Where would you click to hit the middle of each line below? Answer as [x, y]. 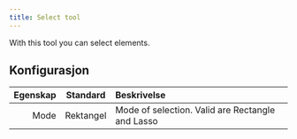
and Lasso [136, 121]
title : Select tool [45, 17]
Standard [86, 96]
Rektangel [86, 116]
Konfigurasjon [49, 70]
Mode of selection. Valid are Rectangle [195, 110]
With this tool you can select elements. [80, 42]
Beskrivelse [140, 96]
